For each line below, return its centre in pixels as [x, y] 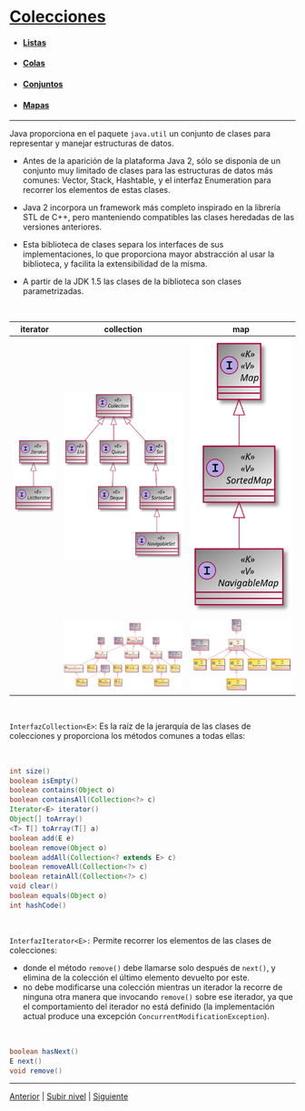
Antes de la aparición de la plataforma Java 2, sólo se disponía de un [152, 161]
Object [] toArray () [46, 819]
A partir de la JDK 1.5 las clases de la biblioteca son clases [132, 282]
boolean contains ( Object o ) [63, 790]
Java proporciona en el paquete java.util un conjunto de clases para [140, 134]
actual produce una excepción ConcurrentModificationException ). [146, 1015]
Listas [34, 42]
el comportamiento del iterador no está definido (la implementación [148, 1006]
